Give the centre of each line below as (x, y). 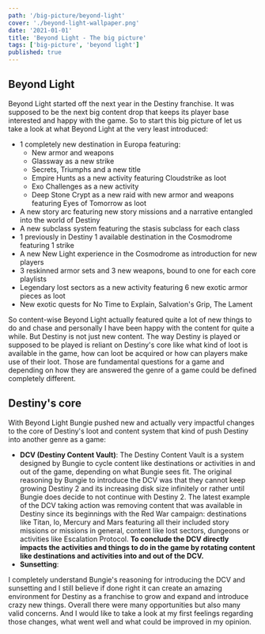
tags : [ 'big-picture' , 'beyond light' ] (74, 45)
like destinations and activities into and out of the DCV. (112, 556)
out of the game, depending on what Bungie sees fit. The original (125, 472)
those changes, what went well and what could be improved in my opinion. (130, 621)
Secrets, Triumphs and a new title (86, 169)
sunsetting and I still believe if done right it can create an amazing (115, 588)
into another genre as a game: (57, 439)
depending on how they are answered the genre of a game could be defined (132, 370)
